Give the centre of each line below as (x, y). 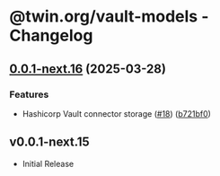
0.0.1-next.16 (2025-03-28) (88, 69)
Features (29, 94)
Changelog (51, 35)
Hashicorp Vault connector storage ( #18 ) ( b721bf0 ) (116, 113)
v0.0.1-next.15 (49, 142)
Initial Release (48, 163)
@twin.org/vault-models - (109, 17)
